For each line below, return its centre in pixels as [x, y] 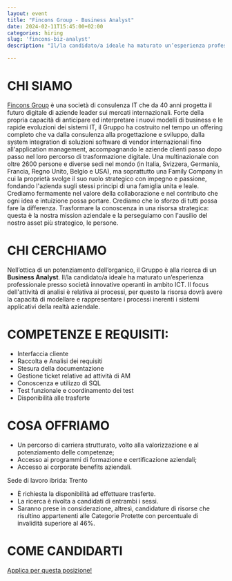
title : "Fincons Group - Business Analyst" [71, 20]
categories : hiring [35, 33]
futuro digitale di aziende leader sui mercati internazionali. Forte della [106, 112]
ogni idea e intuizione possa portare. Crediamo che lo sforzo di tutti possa [112, 201]
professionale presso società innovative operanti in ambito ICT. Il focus [108, 284]
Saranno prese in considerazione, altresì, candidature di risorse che [114, 508]
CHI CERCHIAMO [57, 251]
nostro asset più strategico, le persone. [63, 223]
